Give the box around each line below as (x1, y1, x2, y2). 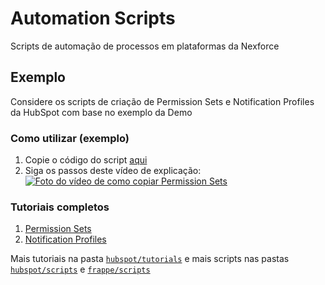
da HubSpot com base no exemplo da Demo (10, 106, 193, 118)
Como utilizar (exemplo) (10, 131, 130, 145)
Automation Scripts (10, 7, 176, 30)
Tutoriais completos (10, 200, 110, 214)
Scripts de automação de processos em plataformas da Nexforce (10, 40, 280, 52)
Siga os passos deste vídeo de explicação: (24, 165, 202, 177)
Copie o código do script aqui (24, 154, 148, 166)
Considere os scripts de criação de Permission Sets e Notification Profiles (10, 95, 315, 107)
